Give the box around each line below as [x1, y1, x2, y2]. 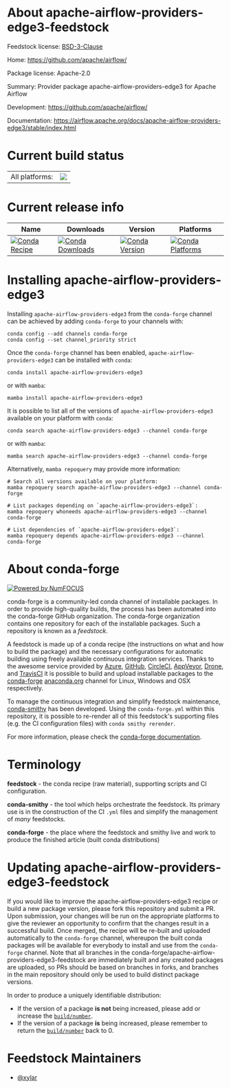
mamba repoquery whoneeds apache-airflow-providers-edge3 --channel [7, 508, 208, 515]
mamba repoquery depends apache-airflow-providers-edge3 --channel [7, 532, 205, 539]
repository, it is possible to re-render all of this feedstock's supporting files [7, 712, 219, 720]
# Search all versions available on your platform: [7, 478, 158, 485]
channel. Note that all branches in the [23, 948, 131, 956]
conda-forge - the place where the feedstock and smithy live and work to [7, 828, 216, 836]
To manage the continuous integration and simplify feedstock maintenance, [7, 697, 221, 706]
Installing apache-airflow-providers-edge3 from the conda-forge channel [7, 309, 212, 318]
